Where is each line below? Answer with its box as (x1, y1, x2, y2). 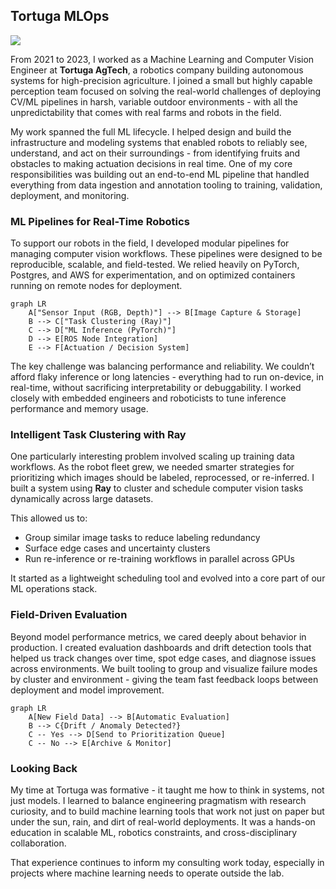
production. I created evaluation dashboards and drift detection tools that (10, 641, 312, 653)
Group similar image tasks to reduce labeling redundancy (24, 532, 261, 544)
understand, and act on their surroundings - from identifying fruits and (10, 147, 301, 159)
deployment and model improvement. (10, 684, 165, 696)
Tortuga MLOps (10, 8, 110, 25)
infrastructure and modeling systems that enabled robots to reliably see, (10, 136, 308, 148)
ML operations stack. (10, 583, 98, 595)
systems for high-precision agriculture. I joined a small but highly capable (10, 74, 313, 86)
